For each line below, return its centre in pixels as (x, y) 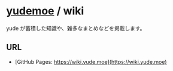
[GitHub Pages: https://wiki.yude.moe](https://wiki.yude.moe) (91, 61)
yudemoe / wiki (45, 11)
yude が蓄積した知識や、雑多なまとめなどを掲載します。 (76, 28)
